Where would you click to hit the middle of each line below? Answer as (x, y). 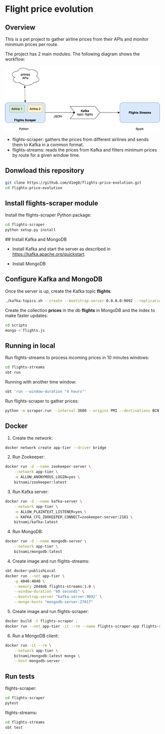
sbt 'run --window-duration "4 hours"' (46, 391)
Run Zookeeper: (28, 457)
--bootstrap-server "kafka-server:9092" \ (58, 597)
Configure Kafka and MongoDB (54, 279)
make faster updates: (27, 315)
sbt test (14, 727)
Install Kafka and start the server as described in (61, 249)
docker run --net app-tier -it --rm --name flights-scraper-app (72, 626)
